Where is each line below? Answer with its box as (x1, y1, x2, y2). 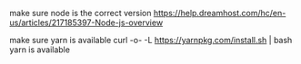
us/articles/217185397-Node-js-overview (9, 17, 164, 28)
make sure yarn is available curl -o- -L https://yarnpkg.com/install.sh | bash (9, 35, 293, 45)
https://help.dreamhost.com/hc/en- (153, 8, 286, 18)
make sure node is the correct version (9, 8, 152, 18)
